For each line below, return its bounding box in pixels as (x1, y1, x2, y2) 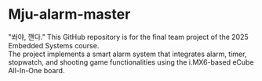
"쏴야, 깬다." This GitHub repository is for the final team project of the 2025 (8, 32, 249, 41)
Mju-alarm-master (8, 5, 131, 23)
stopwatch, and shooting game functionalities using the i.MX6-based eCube (8, 57, 254, 67)
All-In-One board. (8, 65, 65, 75)
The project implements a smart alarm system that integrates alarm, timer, (8, 49, 247, 58)
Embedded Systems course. (8, 40, 100, 50)
